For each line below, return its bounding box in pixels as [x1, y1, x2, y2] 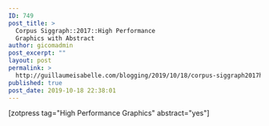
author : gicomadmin [8, 42, 74, 50]
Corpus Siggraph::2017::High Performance [15, 26, 156, 35]
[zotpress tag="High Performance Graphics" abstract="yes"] [8, 108, 210, 118]
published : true [8, 79, 62, 87]
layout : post [8, 57, 52, 65]
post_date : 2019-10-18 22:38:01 [8, 86, 116, 95]
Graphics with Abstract [15, 34, 94, 43]
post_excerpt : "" [8, 49, 66, 57]
